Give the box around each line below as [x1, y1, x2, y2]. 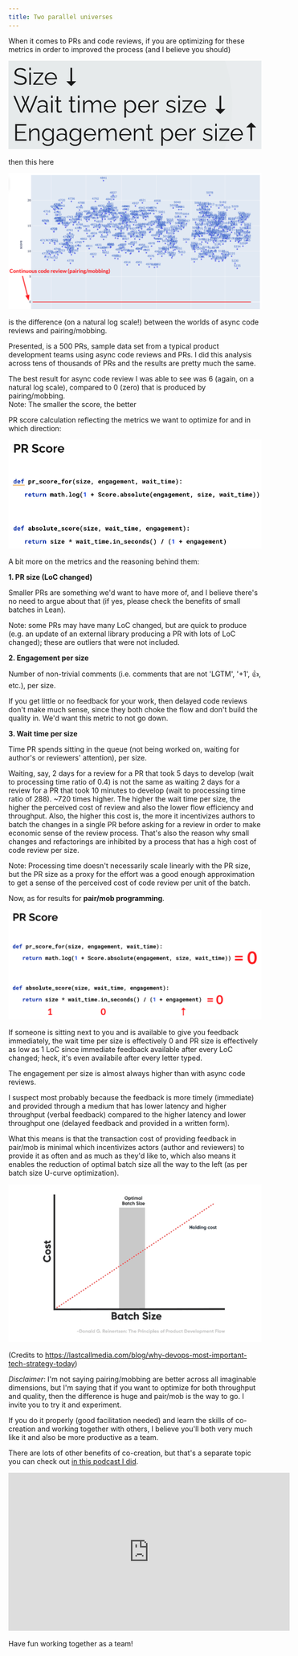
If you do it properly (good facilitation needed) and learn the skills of [8, 1416, 235, 1426]
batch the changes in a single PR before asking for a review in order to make [8, 819, 261, 829]
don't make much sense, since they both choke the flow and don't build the [8, 704, 259, 714]
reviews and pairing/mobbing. [8, 326, 108, 336]
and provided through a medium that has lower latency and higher [8, 1101, 227, 1111]
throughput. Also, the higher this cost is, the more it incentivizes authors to [8, 811, 255, 821]
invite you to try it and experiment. [8, 1400, 122, 1409]
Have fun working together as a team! [8, 1639, 134, 1649]
